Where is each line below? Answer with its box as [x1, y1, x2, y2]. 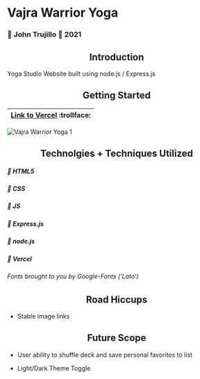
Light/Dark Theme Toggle [17, 364, 91, 372]
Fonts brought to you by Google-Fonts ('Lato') [7, 272, 139, 280]
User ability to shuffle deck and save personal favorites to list [17, 351, 193, 359]
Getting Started [82, 90, 151, 101]
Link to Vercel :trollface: [10, 110, 92, 119]
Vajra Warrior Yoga [7, 5, 119, 21]
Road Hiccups [85, 294, 148, 305]
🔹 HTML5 [7, 167, 35, 175]
